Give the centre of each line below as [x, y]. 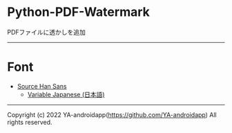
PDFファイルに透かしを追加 [47, 32]
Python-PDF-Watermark [79, 12]
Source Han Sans [42, 86]
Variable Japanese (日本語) [66, 94]
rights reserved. [30, 122]
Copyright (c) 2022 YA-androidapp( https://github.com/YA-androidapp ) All [112, 114]
